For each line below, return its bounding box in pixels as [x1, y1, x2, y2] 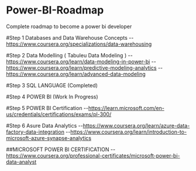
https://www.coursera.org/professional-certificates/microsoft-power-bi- [6, 152, 180, 159]
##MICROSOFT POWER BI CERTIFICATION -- [6, 146, 116, 153]
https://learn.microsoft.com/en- [88, 104, 165, 111]
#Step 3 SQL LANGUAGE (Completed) [6, 81, 98, 88]
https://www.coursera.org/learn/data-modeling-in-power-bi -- [6, 58, 156, 65]
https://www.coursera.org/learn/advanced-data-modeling [6, 70, 146, 77]
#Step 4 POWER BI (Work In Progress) [6, 93, 98, 100]
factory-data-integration [6, 128, 64, 135]
